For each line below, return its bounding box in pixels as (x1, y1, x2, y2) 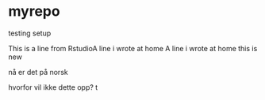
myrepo (8, 2, 61, 20)
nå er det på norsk (8, 67, 69, 76)
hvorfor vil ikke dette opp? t (8, 82, 98, 92)
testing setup (8, 28, 52, 38)
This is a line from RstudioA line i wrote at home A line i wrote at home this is (8, 43, 258, 53)
